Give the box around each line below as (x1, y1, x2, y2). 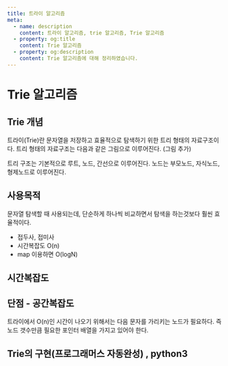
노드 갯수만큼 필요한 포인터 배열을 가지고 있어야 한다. (7, 325, 149, 334)
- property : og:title (13, 36, 76, 43)
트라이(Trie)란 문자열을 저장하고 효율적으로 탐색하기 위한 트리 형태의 (7, 136, 190, 144)
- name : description (13, 23, 72, 30)
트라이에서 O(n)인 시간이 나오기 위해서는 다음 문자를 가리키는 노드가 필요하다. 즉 (7, 317, 222, 325)
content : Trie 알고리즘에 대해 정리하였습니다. (19, 55, 138, 62)
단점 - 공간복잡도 (7, 298, 74, 309)
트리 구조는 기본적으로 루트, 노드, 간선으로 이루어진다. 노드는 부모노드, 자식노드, (7, 159, 220, 167)
